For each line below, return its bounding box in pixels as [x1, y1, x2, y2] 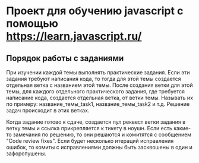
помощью [6, 17, 58, 30]
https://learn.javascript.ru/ [6, 30, 142, 43]
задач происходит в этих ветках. [6, 107, 90, 114]
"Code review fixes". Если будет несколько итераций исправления [6, 137, 174, 144]
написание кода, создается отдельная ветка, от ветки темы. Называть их [6, 94, 194, 101]
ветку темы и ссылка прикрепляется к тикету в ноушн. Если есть [6, 125, 172, 131]
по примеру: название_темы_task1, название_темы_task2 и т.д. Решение [6, 101, 190, 108]
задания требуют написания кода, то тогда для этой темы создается [6, 76, 181, 82]
